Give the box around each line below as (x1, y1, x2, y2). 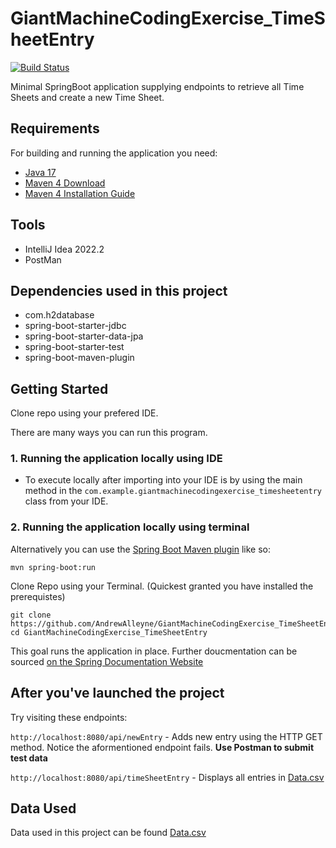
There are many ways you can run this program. (10, 427, 208, 439)
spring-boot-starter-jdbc (24, 320, 127, 332)
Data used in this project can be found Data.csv (10, 827, 207, 839)
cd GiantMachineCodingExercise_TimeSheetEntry (10, 627, 208, 637)
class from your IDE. (24, 495, 109, 507)
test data (10, 752, 48, 764)
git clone (10, 610, 52, 620)
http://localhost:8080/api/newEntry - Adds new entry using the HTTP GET (10, 730, 323, 742)
